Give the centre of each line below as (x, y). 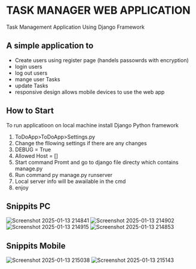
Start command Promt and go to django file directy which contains (97, 162)
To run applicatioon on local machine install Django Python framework (93, 125)
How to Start (30, 111)
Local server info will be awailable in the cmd (70, 181)
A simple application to (50, 46)
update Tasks (31, 85)
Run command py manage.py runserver (63, 175)
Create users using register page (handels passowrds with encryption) (102, 60)
